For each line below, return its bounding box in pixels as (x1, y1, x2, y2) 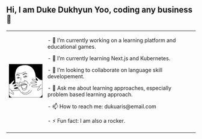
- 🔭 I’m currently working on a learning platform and (47, 36, 176, 44)
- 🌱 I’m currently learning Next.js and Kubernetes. (47, 54, 171, 62)
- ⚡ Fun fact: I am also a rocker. (47, 117, 126, 124)
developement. (47, 72, 85, 80)
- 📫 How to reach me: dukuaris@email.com (47, 102, 156, 110)
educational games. (47, 43, 96, 50)
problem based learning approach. (47, 90, 133, 98)
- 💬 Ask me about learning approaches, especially (47, 84, 172, 91)
